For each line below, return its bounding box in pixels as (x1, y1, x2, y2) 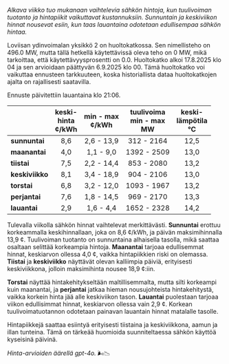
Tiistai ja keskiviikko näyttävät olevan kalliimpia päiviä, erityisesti (7, 257, 193, 266)
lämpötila (176, 116, 208, 125)
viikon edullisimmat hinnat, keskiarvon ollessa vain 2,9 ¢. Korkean (7, 300, 193, 308)
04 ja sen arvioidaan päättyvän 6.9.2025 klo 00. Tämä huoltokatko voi (7, 63, 205, 71)
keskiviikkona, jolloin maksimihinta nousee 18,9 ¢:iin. (7, 265, 155, 272)
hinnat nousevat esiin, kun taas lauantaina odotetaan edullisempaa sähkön (7, 21, 221, 28)
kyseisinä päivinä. (7, 335, 58, 343)
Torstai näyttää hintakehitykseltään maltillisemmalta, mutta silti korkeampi (7, 278, 217, 286)
